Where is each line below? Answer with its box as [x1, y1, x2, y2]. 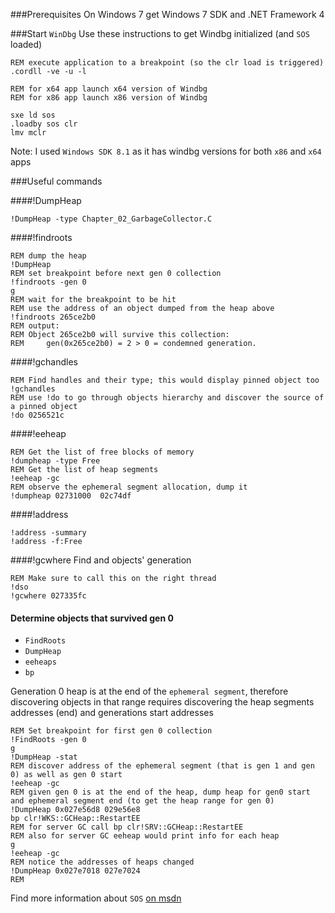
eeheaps [24, 657, 57, 668]
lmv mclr [10, 128, 47, 138]
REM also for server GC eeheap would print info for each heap [10, 831, 280, 841]
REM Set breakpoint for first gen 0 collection [10, 726, 213, 736]
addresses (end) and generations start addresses [10, 707, 214, 719]
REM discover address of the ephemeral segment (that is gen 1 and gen [10, 761, 315, 771]
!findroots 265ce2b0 [10, 312, 97, 322]
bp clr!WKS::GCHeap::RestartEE [10, 814, 141, 824]
